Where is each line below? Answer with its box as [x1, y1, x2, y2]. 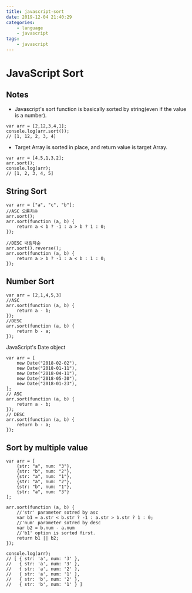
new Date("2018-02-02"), [16, 360, 78, 366]
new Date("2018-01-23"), [16, 380, 78, 386]
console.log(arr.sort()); [6, 128, 69, 134]
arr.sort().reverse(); [6, 245, 62, 251]
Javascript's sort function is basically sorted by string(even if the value [14, 105, 187, 112]
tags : [6, 36, 19, 42]
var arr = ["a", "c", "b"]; [6, 202, 75, 208]
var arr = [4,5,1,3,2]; [6, 155, 65, 161]
